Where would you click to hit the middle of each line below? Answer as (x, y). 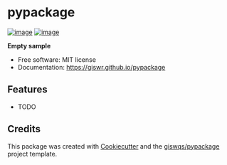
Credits (24, 129)
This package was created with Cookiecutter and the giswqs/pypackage (114, 146)
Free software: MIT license (57, 59)
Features (27, 90)
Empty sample (29, 46)
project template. (32, 154)
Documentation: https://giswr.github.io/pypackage (91, 67)
